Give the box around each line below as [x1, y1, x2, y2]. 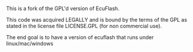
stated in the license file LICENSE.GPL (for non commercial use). [6, 23, 162, 29]
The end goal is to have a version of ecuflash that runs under [6, 34, 154, 40]
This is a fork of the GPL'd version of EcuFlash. [6, 5, 119, 12]
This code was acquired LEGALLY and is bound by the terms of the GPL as [6, 16, 187, 23]
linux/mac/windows [6, 40, 54, 47]
